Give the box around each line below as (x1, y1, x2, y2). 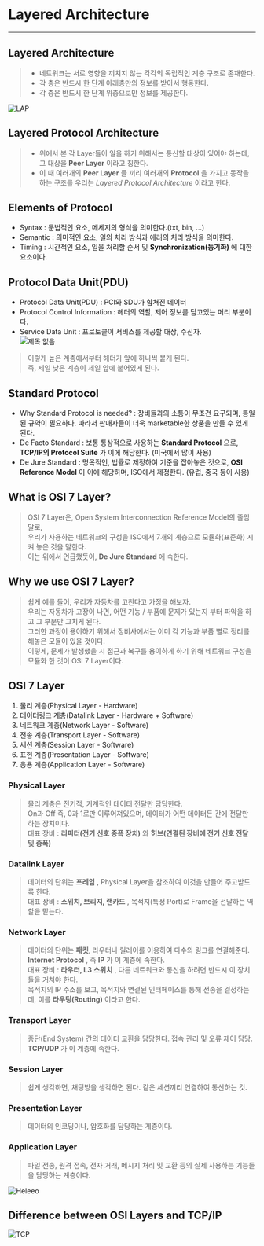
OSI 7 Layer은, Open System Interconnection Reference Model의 (27, 513, 236, 522)
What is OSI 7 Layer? (8, 491, 112, 504)
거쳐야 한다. (42, 975, 79, 984)
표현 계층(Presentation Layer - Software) (19, 750, 149, 759)
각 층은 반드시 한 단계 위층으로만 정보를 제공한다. (38, 88, 189, 97)
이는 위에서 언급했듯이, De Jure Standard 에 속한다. (27, 552, 189, 561)
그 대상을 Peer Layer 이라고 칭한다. (38, 158, 148, 167)
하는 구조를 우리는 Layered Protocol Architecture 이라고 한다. (38, 178, 231, 187)
